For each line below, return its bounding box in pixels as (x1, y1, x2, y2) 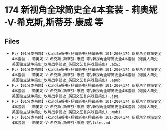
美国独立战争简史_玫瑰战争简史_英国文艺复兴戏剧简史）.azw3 (11, 62, 121, 67)
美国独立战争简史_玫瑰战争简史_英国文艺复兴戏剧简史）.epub (11, 78, 121, 83)
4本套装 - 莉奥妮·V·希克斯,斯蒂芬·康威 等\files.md (11, 120, 111, 125)
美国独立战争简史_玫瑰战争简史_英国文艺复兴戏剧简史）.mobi (11, 110, 121, 115)
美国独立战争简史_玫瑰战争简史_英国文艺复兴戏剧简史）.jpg (11, 94, 119, 99)
